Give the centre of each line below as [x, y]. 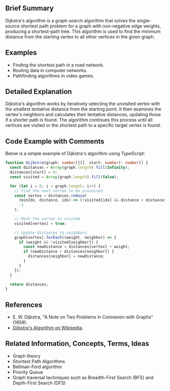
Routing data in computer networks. [50, 70]
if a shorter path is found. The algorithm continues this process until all [79, 120]
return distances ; [29, 284]
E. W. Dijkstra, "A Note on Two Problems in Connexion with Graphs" [83, 317]
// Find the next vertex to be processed [58, 191]
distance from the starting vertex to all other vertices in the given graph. [80, 37]
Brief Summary [30, 8]
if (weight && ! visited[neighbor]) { [58, 242]
